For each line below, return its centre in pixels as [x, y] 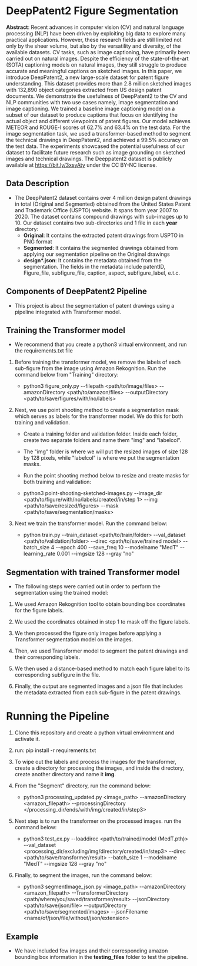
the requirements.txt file [44, 351]
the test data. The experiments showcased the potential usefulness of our [96, 146]
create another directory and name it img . [65, 774]
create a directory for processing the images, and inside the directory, [99, 768]
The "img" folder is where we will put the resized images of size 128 [106, 451]
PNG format [38, 241]
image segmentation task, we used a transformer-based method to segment [98, 133]
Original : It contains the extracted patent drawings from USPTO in [103, 235]
